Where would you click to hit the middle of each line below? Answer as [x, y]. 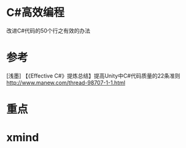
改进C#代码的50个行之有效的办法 [48, 31]
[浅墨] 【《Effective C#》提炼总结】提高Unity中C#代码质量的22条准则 [93, 76]
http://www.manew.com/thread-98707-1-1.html [66, 83]
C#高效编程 [35, 13]
